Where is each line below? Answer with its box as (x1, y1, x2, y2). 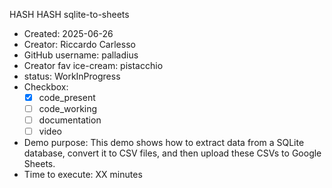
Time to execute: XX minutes (23, 169, 143, 181)
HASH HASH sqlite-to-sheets (9, 9, 130, 20)
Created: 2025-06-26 (23, 28, 114, 39)
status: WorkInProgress (23, 70, 121, 82)
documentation (38, 114, 102, 126)
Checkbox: (23, 81, 69, 93)
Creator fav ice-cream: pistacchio (23, 60, 164, 71)
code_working (38, 103, 98, 115)
